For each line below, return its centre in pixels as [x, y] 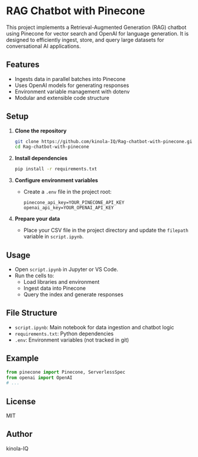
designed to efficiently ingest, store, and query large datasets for [85, 40]
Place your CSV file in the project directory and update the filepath [106, 230]
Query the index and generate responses [73, 294]
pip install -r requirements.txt [56, 169]
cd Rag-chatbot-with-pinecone [52, 147]
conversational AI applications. [43, 46]
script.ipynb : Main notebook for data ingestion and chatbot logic [94, 327]
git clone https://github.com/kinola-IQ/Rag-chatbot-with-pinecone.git [105, 141]
